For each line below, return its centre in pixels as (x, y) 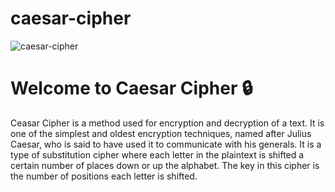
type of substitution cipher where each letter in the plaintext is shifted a (157, 154)
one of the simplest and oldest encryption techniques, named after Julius (161, 133)
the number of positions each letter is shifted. (104, 176)
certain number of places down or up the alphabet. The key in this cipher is (165, 165)
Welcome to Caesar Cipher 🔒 (131, 88)
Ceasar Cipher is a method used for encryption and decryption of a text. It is (167, 123)
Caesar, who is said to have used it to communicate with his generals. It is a (166, 144)
